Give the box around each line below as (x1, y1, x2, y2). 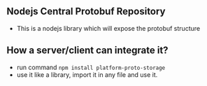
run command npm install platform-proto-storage (16, 63, 166, 71)
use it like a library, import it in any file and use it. (16, 70, 158, 79)
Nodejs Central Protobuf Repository (6, 6, 166, 17)
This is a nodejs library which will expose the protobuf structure (16, 24, 201, 32)
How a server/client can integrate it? (6, 45, 169, 57)
